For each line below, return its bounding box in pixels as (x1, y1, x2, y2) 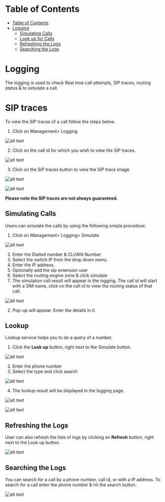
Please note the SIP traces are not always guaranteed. (5, 195, 118, 201)
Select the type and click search (12, 369, 78, 375)
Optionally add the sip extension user (12, 267, 88, 273)
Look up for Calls (19, 36, 55, 42)
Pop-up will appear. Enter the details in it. (12, 307, 96, 313)
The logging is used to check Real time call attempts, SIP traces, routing (5, 80, 151, 85)
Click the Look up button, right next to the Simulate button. (12, 344, 132, 350)
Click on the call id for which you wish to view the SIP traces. (12, 147, 136, 153)
